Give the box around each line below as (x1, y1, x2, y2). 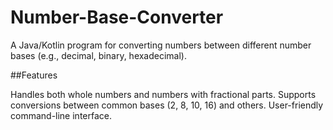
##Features (10, 69, 58, 81)
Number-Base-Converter (10, 6, 224, 29)
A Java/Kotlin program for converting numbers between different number (10, 39, 312, 51)
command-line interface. (10, 109, 112, 121)
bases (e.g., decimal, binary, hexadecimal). (10, 49, 188, 61)
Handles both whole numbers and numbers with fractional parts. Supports (10, 88, 317, 100)
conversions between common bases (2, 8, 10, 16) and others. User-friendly (10, 99, 324, 111)
